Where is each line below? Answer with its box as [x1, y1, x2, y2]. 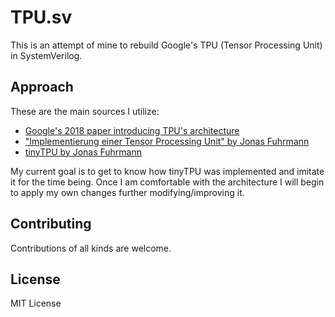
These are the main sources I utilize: [10, 105, 160, 117]
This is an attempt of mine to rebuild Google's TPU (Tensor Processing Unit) [10, 39, 323, 51]
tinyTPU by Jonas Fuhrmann [24, 146, 143, 158]
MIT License [10, 297, 62, 310]
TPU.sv [10, 6, 73, 29]
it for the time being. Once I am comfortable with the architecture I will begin [10, 176, 325, 188]
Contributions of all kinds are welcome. [10, 242, 172, 254]
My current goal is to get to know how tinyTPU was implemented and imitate [10, 165, 325, 177]
